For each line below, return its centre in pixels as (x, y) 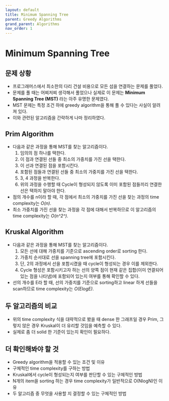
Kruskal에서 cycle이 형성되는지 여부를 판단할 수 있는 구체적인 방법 (77, 375)
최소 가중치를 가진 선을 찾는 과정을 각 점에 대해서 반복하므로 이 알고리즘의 (84, 209)
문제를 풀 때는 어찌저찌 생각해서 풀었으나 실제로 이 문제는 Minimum (79, 93)
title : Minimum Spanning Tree (37, 15)
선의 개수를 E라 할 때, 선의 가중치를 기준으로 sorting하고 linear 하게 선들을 (85, 282)
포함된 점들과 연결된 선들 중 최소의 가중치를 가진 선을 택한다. (79, 172)
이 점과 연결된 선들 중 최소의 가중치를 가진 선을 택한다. (73, 159)
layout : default (22, 10)
